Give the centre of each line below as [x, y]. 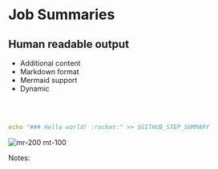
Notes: [19, 158]
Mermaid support [48, 80]
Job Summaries [62, 15]
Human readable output [69, 44]
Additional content [50, 63]
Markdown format [49, 72]
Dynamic [34, 88]
